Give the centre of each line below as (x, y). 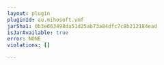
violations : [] (29, 45)
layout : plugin (29, 13)
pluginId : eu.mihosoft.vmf (45, 20)
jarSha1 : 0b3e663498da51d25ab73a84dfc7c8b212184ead (82, 26)
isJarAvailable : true (38, 32)
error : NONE (24, 39)
